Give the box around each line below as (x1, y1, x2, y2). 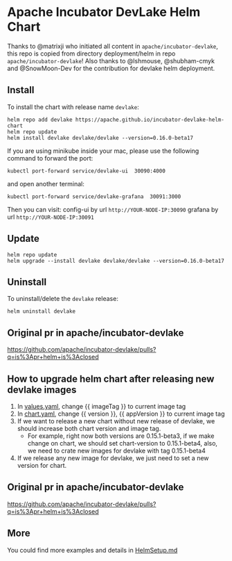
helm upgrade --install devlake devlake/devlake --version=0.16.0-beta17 (7, 257, 225, 264)
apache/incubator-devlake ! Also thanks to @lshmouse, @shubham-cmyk (7, 56, 215, 65)
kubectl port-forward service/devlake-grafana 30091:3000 (7, 193, 181, 200)
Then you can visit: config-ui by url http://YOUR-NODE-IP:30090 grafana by (7, 205, 219, 213)
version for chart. (17, 462, 67, 469)
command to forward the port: (7, 154, 93, 162)
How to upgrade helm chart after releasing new (7, 373, 215, 384)
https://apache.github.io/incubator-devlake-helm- (75, 116, 225, 123)
